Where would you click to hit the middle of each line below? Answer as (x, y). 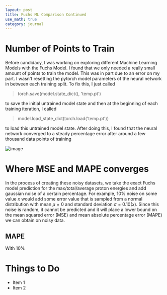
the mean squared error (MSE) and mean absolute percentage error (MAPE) (84, 215)
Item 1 (19, 282)
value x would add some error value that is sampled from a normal (74, 199)
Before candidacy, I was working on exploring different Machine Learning (81, 63)
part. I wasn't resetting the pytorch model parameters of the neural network (83, 79)
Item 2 (19, 287)
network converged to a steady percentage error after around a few (75, 134)
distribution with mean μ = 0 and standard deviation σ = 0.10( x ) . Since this (82, 205)
